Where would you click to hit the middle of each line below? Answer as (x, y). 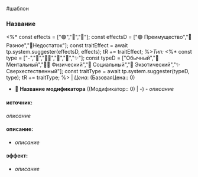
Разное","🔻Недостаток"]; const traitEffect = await (67, 45)
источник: (19, 102)
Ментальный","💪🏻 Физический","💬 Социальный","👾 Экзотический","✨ (93, 65)
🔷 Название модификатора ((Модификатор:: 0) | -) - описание (94, 89)
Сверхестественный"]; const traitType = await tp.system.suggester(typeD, (98, 71)
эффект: (17, 156)
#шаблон (18, 9)
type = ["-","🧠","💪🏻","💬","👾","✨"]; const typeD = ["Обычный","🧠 (82, 58)
